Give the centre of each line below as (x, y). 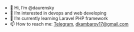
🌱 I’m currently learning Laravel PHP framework (59, 18)
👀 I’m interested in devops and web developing (58, 13)
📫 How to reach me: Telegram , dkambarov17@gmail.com (69, 24)
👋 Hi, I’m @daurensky (32, 8)
